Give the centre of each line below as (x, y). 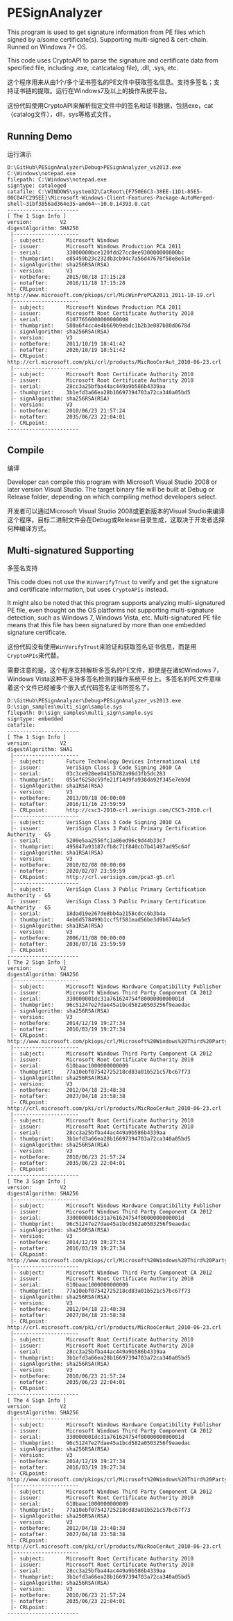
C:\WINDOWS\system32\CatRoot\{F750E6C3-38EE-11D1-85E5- (120, 192)
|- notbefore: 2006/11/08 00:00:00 (68, 938)
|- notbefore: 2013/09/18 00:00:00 (68, 798)
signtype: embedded (35, 719)
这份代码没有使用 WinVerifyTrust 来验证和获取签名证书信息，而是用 (102, 647)
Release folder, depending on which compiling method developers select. (112, 497)
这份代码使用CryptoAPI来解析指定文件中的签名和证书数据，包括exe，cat (110, 105)
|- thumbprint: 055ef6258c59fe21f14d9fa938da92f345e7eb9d (100, 780)
